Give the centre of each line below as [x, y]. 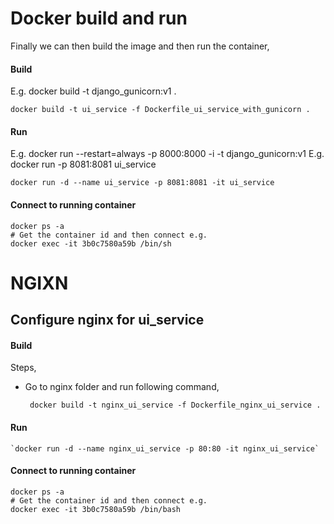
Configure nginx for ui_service [107, 320]
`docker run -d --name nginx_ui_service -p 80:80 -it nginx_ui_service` [165, 448]
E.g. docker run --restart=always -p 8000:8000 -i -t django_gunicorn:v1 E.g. [167, 154]
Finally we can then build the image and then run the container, [140, 46]
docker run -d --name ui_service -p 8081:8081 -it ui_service [142, 183]
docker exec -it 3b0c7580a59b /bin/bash [96, 509]
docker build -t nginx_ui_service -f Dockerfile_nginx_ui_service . [175, 405]
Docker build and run [99, 18]
